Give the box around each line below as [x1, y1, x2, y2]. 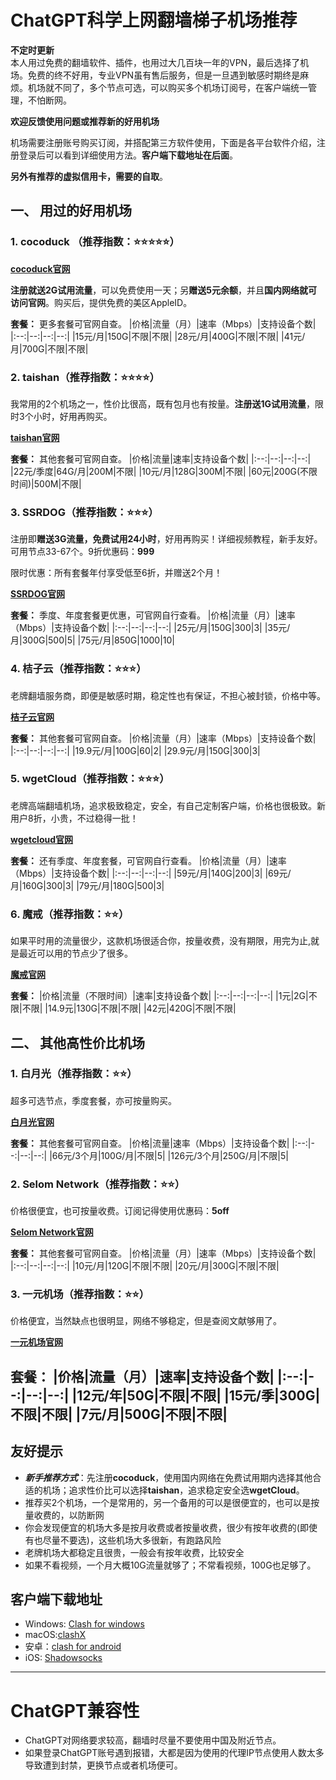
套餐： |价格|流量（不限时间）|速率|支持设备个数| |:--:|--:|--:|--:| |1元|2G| [10, 990, 309, 1002]
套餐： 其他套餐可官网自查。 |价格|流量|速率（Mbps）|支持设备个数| [10, 1137, 290, 1149]
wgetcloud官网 [10, 833, 74, 845]
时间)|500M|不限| [10, 477, 82, 490]
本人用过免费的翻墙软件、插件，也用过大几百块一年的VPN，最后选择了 [10, 56, 301, 68]
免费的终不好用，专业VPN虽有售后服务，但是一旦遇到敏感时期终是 [27, 69, 301, 81]
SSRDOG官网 [10, 588, 65, 600]
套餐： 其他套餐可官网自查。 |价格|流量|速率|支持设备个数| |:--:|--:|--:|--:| [10, 452, 312, 465]
